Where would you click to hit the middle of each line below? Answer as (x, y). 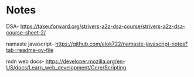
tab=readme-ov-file (30, 50)
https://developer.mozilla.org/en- (85, 61)
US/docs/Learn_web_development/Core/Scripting (66, 67)
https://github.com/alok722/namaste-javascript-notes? (122, 44)
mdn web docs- (25, 61)
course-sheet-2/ (26, 32)
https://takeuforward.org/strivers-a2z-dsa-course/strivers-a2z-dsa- (103, 26)
